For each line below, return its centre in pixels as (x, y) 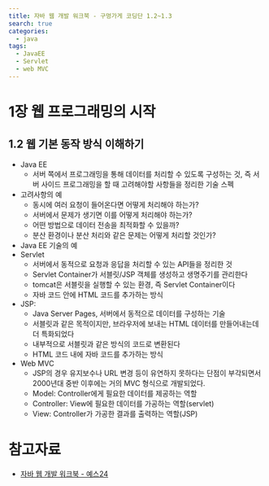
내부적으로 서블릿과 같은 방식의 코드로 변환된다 (106, 344)
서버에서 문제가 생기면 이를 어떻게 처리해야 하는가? (112, 215)
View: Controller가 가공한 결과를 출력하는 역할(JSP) (115, 414)
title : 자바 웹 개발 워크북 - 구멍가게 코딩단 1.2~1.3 (90, 16)
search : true (30, 24)
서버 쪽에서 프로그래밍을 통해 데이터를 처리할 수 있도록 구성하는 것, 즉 (142, 174)
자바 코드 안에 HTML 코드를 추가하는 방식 (98, 295)
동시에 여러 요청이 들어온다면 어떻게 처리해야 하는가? (115, 204)
